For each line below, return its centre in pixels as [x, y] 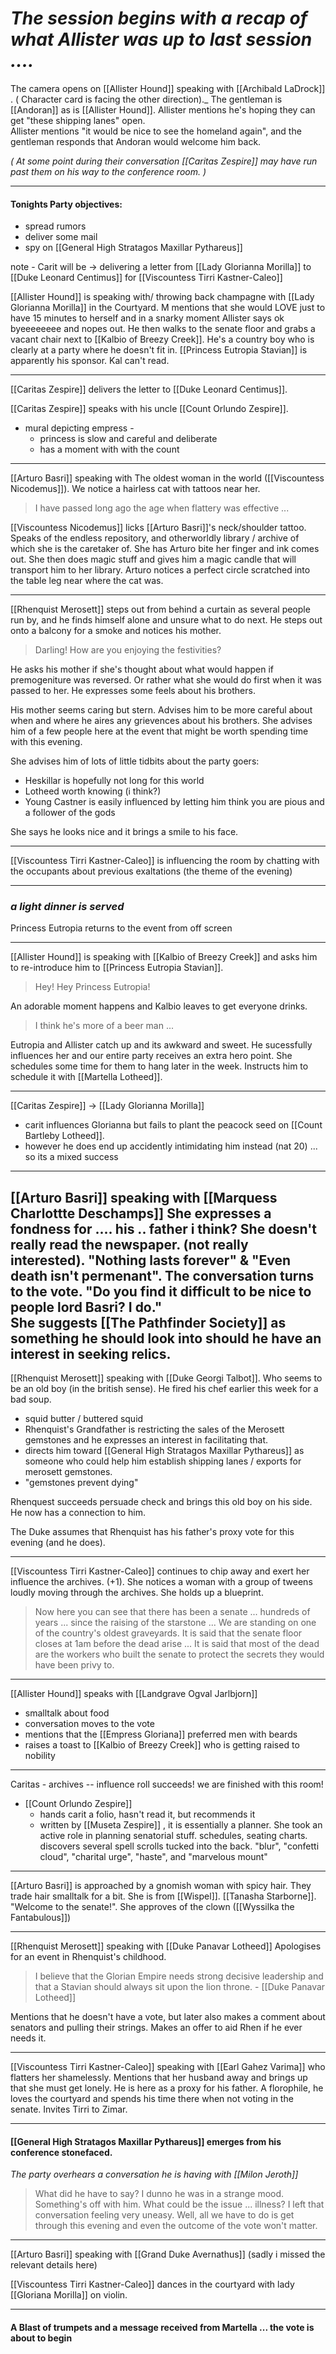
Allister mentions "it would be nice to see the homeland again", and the [156, 131]
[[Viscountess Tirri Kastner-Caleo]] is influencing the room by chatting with [165, 861]
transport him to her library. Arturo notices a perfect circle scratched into [160, 570]
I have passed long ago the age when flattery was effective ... [162, 508]
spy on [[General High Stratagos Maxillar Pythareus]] [133, 248]
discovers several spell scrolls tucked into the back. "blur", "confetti [179, 1846]
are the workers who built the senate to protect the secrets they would [179, 1654]
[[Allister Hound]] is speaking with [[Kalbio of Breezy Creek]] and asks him [164, 957]
